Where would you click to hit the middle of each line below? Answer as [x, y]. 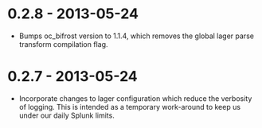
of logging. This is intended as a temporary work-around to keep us [129, 107]
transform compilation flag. [63, 44]
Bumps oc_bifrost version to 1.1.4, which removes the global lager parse [136, 36]
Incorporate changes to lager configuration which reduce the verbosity [135, 98]
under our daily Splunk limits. [66, 115]
